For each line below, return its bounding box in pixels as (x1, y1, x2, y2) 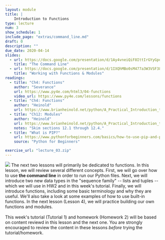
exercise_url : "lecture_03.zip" (5, 148, 71, 153)
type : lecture (5, 21, 34, 26)
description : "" (5, 44, 38, 48)
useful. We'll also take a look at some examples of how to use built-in (5, 193, 145, 199)
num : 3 (5, 25, 19, 30)
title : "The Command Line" (14, 62, 69, 67)
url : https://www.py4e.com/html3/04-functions (14, 89, 111, 94)
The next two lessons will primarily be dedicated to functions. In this (11, 162, 149, 168)
